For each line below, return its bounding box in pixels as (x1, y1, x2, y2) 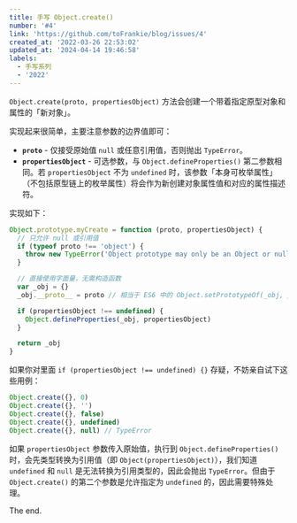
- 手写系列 (17, 63, 52, 72)
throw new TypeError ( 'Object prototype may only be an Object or (25, 250, 271, 259)
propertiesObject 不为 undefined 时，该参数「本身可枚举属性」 (47, 166, 278, 177)
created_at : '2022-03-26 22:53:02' (9, 37, 141, 47)
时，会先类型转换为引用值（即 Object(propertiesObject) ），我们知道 (9, 454, 258, 465)
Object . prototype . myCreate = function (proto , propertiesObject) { (9, 225, 263, 235)
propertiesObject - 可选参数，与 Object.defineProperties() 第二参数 (21, 156, 275, 166)
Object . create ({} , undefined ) (9, 418, 121, 427)
